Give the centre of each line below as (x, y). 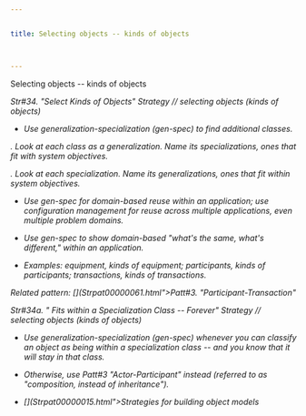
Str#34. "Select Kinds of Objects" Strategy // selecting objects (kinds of (145, 101)
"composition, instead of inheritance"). (96, 384)
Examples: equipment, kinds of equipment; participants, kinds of (144, 265)
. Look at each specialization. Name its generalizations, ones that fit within (150, 173)
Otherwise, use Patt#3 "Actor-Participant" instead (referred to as (145, 374)
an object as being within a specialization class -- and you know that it (157, 347)
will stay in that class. (64, 357)
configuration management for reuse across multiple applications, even (158, 210)
